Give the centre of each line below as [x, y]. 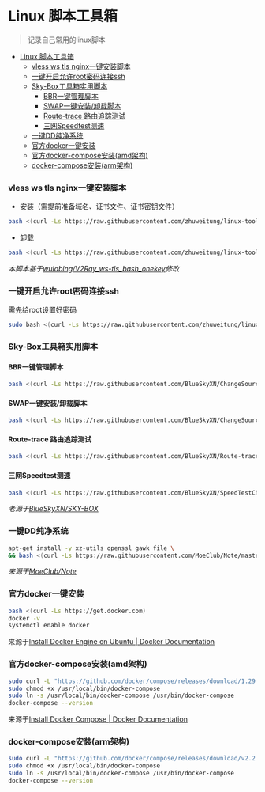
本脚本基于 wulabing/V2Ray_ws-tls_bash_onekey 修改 [94, 268]
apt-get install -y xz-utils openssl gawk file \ [91, 548]
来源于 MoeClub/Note [43, 571]
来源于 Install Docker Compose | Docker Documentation [98, 719]
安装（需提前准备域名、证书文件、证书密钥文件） [99, 207]
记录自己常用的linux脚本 [66, 40]
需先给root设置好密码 [43, 310]
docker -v [24, 618]
